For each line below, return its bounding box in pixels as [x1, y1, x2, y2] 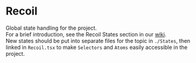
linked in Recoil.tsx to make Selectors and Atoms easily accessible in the [5, 44, 188, 51]
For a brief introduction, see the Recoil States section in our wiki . [5, 30, 167, 38]
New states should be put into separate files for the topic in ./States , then [5, 37, 191, 44]
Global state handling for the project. [5, 24, 97, 31]
